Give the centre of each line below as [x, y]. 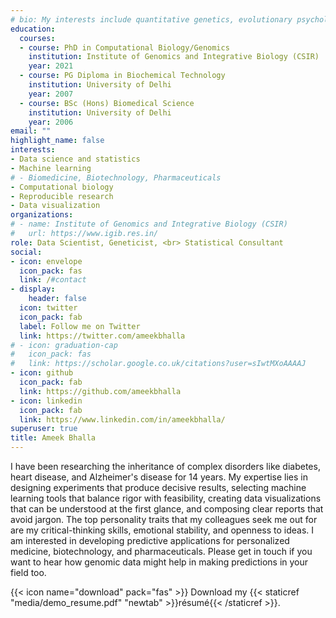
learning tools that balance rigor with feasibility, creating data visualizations [166, 498]
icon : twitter [48, 308]
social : [26, 252]
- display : [33, 289]
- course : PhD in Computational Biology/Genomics [124, 47]
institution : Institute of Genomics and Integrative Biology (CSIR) [174, 57]
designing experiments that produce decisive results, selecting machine [158, 487]
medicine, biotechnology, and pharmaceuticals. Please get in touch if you [161, 551]
